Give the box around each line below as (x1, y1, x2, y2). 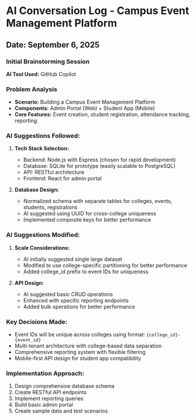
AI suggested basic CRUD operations (23, 291, 113, 298)
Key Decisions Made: (6, 318, 68, 326)
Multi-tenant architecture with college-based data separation (14, 342, 162, 349)
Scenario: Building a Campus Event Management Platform (14, 98, 156, 106)
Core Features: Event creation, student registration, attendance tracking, (14, 111, 191, 118)
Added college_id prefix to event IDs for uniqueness (23, 268, 149, 275)
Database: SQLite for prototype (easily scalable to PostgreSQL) (23, 163, 176, 170)
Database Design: (14, 186, 60, 194)
